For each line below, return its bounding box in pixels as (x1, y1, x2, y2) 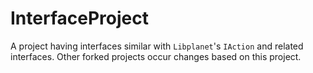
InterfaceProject (10, 7, 149, 30)
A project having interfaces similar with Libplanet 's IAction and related (10, 40, 304, 52)
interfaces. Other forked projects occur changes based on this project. (10, 50, 302, 62)
